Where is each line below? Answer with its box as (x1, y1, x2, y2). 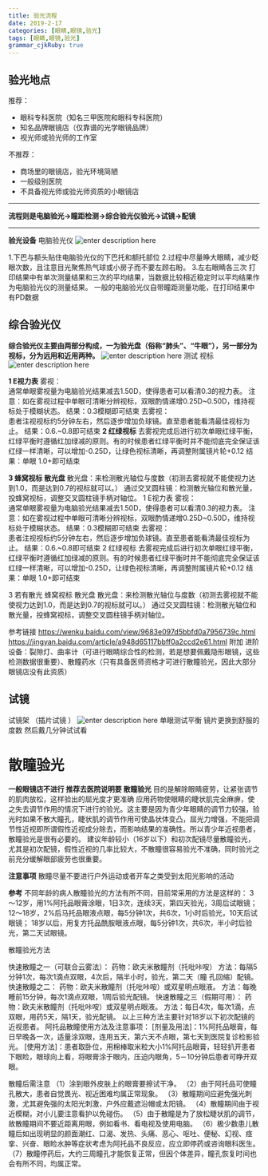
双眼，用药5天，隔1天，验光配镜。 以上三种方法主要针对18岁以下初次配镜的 (8, 1011, 255, 1021)
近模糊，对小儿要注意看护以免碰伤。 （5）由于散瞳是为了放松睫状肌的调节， (8, 1108, 259, 1118)
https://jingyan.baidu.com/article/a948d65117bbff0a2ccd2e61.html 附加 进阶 (8, 637, 259, 646)
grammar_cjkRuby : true (8, 42, 84, 50)
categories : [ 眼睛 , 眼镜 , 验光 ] (8, 26, 102, 34)
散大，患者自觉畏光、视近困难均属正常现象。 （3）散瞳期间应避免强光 (14, 1088, 246, 1099)
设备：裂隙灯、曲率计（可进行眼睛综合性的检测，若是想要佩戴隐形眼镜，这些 (8, 646, 260, 656)
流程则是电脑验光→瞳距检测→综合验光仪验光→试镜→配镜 (8, 211, 196, 220)
